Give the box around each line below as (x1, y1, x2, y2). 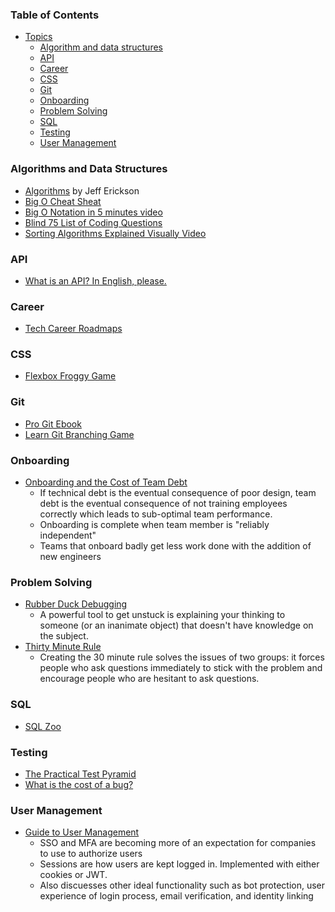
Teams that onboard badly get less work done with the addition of (39, 540, 312, 552)
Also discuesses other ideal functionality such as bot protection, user (39, 879, 326, 892)
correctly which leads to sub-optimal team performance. (39, 508, 273, 520)
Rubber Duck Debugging (24, 598, 128, 610)
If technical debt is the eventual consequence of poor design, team (39, 487, 317, 499)
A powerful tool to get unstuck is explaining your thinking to (39, 609, 286, 621)
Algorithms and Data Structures (10, 162, 168, 176)
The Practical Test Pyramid (24, 768, 137, 780)
